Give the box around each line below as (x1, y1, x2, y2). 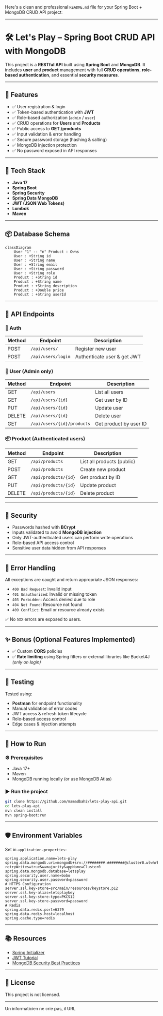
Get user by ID (95, 397, 128, 404)
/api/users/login (31, 354, 71, 360)
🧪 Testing (5, 678, 34, 686)
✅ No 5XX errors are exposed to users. (5, 616, 81, 622)
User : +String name (14, 258, 55, 263)
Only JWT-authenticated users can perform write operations (12, 535, 133, 541)
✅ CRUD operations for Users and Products (12, 120, 101, 126)
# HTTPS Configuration (5, 882, 51, 887)
